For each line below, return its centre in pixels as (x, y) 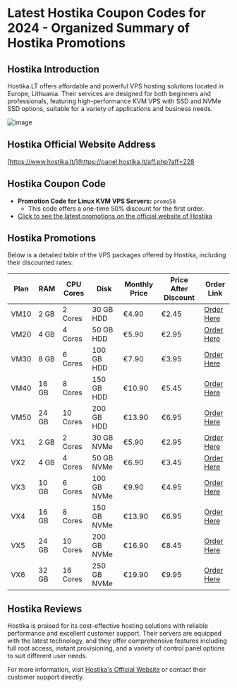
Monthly (139, 284)
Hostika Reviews (45, 608)
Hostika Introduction (54, 69)
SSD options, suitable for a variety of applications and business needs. (110, 109)
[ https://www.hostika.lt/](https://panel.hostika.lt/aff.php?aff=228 (101, 161)
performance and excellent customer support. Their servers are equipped (115, 634)
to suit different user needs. (48, 656)
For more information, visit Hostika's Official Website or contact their (107, 670)
